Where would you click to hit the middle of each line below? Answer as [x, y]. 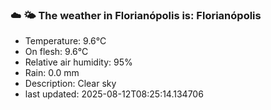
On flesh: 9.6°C [56, 52]
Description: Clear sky [70, 84]
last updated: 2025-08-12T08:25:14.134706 [114, 94]
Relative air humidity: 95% [78, 62]
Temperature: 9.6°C [65, 41]
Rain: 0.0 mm [52, 73]
